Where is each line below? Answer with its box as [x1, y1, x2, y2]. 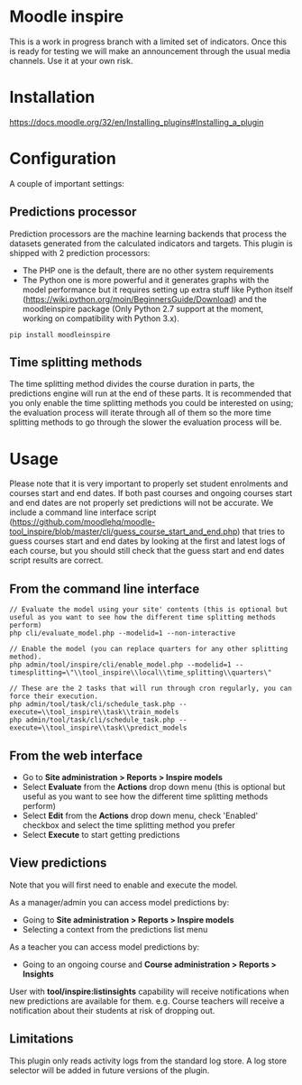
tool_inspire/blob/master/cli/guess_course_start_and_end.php [9, 526, 238, 538]
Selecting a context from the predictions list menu [22, 924, 208, 934]
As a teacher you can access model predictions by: [9, 941, 200, 952]
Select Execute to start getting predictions [22, 830, 180, 840]
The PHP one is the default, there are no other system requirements [22, 264, 274, 276]
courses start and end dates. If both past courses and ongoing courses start [9, 488, 293, 499]
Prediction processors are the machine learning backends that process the [9, 228, 287, 239]
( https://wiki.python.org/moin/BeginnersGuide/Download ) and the [22, 293, 268, 304]
